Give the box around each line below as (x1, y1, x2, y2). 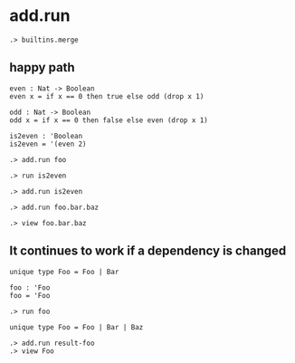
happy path (9, 60, 75, 75)
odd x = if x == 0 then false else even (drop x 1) (9, 115, 208, 125)
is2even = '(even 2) (9, 139, 88, 148)
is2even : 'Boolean (9, 131, 83, 140)
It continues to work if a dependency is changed (9, 244, 287, 259)
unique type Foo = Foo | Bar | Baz (9, 322, 144, 331)
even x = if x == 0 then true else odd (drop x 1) (9, 91, 205, 100)
